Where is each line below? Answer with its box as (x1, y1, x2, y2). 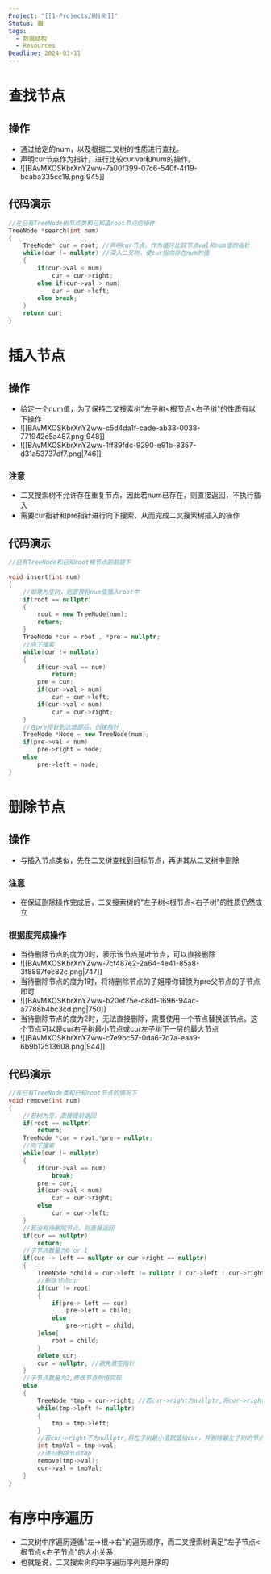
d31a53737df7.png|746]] (19, 449, 102, 458)
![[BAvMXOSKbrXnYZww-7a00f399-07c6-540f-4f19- (19, 163, 198, 173)
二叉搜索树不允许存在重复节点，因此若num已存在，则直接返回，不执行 (19, 490, 254, 500)
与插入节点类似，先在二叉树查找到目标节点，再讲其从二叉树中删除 (19, 855, 240, 864)
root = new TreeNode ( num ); (37, 610, 128, 618)
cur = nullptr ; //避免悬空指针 (37, 1359, 135, 1367)
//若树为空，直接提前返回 (23, 1111, 97, 1120)
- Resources (15, 42, 56, 50)
